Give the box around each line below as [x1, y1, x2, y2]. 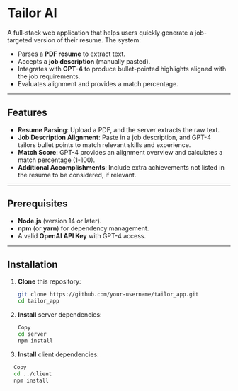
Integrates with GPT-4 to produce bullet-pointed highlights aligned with [17, 64, 227, 73]
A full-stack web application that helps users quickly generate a [7, 28, 193, 37]
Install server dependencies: [17, 310, 102, 319]
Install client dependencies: [17, 350, 99, 358]
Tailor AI [7, 5, 58, 21]
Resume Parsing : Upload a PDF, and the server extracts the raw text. [17, 125, 220, 134]
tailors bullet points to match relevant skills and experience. [17, 140, 191, 149]
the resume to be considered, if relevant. [17, 170, 137, 179]
